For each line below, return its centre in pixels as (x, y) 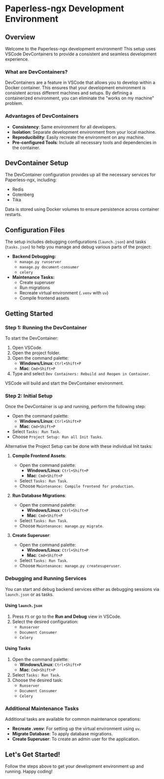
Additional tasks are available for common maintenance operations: (73, 719)
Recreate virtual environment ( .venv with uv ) (64, 293)
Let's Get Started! (33, 754)
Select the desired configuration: (45, 621)
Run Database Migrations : (39, 496)
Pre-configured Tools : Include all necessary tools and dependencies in (84, 142)
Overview (20, 37)
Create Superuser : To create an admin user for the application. (76, 739)
